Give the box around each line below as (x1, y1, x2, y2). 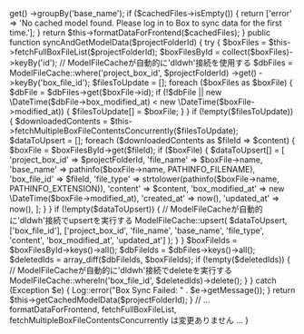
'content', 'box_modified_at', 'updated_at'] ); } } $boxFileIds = (9, 235, 238, 245)
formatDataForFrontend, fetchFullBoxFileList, (9, 304, 177, 315)
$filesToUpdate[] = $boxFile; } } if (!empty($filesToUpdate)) (72, 106, 294, 116)
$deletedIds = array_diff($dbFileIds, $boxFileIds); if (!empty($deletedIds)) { (9, 254, 290, 265)
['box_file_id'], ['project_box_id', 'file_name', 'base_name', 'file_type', (9, 225, 265, 236)
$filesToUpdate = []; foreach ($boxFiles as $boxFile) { (92, 77, 293, 88)
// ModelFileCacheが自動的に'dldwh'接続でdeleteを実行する (9, 265, 233, 275)
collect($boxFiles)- (221, 46, 293, 57)
